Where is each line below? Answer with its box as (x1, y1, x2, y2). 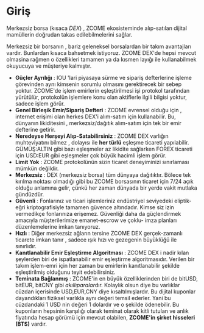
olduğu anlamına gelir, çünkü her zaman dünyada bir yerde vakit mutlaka (15, 184, 198, 192)
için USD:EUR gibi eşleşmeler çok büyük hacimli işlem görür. (15, 151, 167, 159)
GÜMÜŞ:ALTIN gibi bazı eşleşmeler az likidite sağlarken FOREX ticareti (15, 145, 193, 152)
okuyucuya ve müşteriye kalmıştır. (6, 62, 92, 70)
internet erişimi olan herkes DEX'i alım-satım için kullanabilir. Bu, (15, 113, 177, 120)
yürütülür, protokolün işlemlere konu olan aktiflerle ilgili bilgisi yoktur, (15, 93, 187, 101)
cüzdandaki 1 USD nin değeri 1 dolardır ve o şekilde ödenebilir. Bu (15, 301, 180, 308)
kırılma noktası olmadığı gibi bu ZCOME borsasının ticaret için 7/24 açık (15, 177, 194, 185)
